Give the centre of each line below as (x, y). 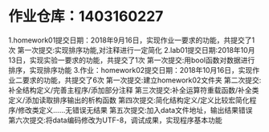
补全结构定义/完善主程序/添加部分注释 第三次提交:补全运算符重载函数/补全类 (134, 90)
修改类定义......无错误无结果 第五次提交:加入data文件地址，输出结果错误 (135, 110)
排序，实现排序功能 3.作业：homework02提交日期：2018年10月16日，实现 (130, 70)
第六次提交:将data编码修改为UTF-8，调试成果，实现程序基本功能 (115, 120)
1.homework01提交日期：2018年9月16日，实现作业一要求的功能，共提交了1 (132, 40)
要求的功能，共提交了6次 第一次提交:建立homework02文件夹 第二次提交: (142, 80)
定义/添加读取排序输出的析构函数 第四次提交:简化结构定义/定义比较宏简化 (129, 100)
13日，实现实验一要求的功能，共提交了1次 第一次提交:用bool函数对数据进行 (132, 60)
